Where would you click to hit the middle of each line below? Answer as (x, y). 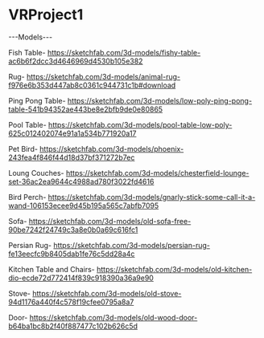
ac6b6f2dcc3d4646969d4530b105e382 (76, 61)
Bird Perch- (27, 197)
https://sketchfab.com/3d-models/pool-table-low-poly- (140, 124)
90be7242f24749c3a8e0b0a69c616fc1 (73, 230)
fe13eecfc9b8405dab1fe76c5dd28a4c (72, 254)
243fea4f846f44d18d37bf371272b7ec (72, 157)
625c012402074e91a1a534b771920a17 (72, 133)
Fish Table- (27, 52)
